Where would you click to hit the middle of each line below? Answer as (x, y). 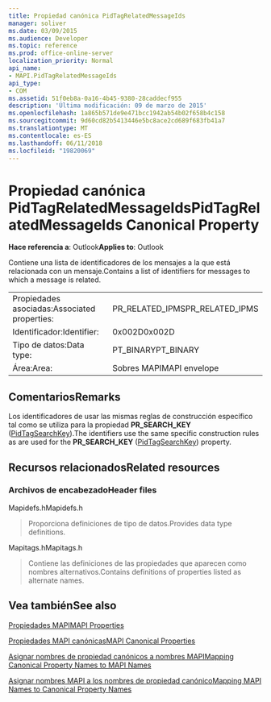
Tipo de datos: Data (48, 345)
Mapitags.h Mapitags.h (46, 547)
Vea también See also (63, 606)
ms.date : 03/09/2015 (43, 31)
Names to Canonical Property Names (70, 689)
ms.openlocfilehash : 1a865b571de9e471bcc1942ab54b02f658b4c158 (117, 114)
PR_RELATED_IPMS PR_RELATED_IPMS (186, 309)
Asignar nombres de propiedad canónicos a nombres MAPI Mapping (121, 656)
